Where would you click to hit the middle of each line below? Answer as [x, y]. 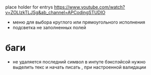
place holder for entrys [29, 7]
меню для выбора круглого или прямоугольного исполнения [79, 22]
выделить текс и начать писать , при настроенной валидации [79, 67]
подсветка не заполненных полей [49, 28]
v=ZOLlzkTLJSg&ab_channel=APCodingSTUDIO [55, 13]
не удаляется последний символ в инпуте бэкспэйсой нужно [79, 62]
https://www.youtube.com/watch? [89, 7]
